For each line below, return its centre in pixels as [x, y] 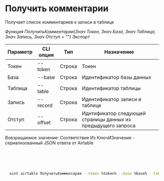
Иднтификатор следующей [114, 113]
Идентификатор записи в [112, 99]
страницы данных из [106, 119]
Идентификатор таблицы [111, 88]
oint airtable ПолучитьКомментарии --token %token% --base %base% [78, 173]
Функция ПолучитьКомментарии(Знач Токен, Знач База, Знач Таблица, [81, 31]
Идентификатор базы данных [116, 77]
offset [44, 122]
